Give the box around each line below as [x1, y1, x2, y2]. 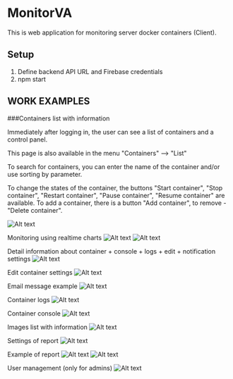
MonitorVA [7, 5, 73, 21]
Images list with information [7, 323, 88, 331]
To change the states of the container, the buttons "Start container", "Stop [7, 183, 223, 192]
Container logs [7, 295, 51, 304]
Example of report [7, 350, 60, 359]
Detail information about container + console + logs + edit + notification [7, 247, 216, 255]
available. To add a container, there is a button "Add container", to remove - [7, 199, 227, 207]
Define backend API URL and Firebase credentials [17, 67, 163, 75]
